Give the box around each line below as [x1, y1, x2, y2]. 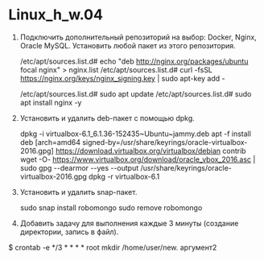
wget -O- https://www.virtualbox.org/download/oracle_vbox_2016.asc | [19, 155, 256, 164]
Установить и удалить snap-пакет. [19, 187, 138, 196]
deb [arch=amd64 [19, 137, 81, 147]
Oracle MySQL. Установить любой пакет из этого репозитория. [19, 40, 236, 50]
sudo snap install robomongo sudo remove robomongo [19, 203, 203, 213]
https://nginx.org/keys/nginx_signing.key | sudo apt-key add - [19, 73, 225, 83]
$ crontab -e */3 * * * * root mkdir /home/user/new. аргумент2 [8, 242, 217, 252]
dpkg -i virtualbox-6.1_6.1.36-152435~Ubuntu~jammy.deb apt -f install [19, 129, 252, 138]
